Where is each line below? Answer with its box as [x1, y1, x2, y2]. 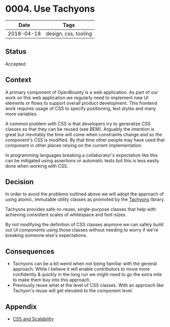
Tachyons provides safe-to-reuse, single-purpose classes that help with [5, 206, 156, 213]
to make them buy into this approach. [12, 277, 91, 283]
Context [5, 76, 31, 84]
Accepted [5, 61, 26, 67]
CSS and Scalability [12, 316, 54, 322]
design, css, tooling [45, 30, 92, 37]
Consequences [5, 247, 55, 256]
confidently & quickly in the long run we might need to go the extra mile [12, 272, 162, 278]
